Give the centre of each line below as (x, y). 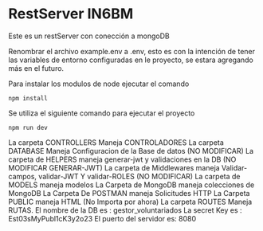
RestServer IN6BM (71, 14)
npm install (28, 98)
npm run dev (28, 127)
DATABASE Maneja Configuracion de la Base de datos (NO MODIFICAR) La (131, 151)
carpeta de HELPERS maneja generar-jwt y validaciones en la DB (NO (122, 159)
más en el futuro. (36, 68)
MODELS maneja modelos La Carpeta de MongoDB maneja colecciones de (131, 185)
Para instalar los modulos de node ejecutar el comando (99, 84)
